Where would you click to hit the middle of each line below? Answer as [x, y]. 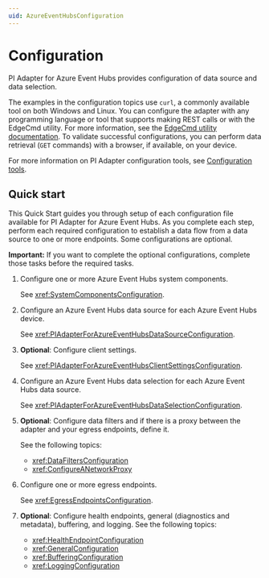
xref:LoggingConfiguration [76, 566]
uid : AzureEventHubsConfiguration [66, 16]
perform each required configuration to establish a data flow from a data [128, 231]
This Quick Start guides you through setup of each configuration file [121, 213]
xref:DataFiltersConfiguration [80, 460]
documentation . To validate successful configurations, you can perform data [135, 136]
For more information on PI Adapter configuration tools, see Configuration [130, 160]
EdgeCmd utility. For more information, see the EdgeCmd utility [113, 128]
